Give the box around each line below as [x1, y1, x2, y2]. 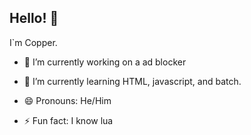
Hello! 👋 [9, 10, 59, 27]
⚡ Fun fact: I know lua [23, 114, 114, 126]
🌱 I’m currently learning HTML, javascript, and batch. [23, 75, 242, 87]
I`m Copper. [9, 36, 58, 48]
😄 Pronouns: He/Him [23, 94, 112, 106]
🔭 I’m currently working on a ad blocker [23, 56, 187, 68]
